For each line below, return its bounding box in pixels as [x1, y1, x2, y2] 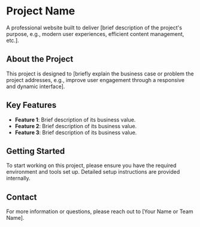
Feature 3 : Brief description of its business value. [14, 129, 137, 136]
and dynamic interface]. [6, 83, 65, 90]
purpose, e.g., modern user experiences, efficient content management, [6, 30, 184, 37]
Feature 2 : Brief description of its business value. [14, 122, 137, 129]
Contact [6, 192, 37, 202]
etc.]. [6, 37, 19, 44]
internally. [6, 175, 31, 182]
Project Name [6, 4, 75, 18]
